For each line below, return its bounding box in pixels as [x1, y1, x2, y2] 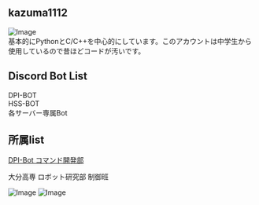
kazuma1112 [8, 6, 68, 20]
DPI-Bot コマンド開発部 [8, 156, 84, 165]
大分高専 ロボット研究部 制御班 [8, 172, 109, 181]
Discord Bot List [8, 70, 88, 83]
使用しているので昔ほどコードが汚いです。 [8, 46, 146, 56]
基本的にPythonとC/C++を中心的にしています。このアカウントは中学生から [8, 36, 252, 46]
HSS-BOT [8, 98, 40, 108]
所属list [8, 134, 45, 147]
